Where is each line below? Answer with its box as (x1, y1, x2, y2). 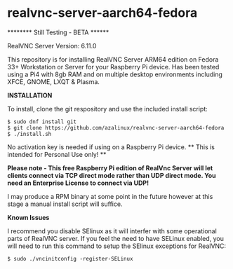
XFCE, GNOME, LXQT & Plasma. (7, 77, 100, 85)
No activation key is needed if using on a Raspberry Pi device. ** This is (7, 142, 215, 151)
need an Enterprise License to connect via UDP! (7, 179, 149, 187)
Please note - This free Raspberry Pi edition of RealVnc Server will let (7, 163, 213, 172)
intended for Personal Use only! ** (7, 150, 107, 158)
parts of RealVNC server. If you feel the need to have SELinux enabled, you (7, 234, 225, 242)
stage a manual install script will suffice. (7, 200, 123, 208)
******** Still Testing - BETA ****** (7, 28, 109, 36)
